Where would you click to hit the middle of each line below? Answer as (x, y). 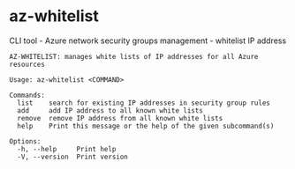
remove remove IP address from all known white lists (120, 118)
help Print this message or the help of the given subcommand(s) (146, 126)
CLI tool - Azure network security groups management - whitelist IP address (148, 40)
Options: (25, 141)
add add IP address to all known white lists (110, 110)
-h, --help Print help (67, 149)
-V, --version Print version (72, 157)
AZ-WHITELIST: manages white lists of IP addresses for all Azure (134, 56)
